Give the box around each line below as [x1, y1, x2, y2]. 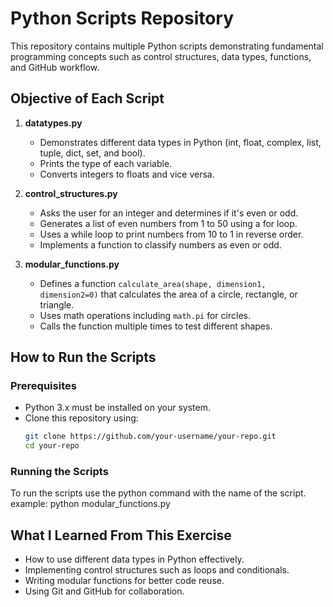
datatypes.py [24, 117, 83, 129]
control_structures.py [24, 187, 118, 199]
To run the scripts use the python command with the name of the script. [10, 487, 307, 499]
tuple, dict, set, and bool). [39, 147, 146, 159]
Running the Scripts [10, 465, 109, 479]
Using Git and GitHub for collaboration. [24, 585, 185, 597]
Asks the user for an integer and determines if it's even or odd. [39, 207, 299, 219]
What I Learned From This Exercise [10, 527, 232, 544]
